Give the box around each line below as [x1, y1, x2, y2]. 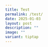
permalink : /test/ [5, 12, 43, 17]
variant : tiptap [5, 35, 39, 40]
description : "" [5, 25, 39, 30]
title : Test [5, 7, 30, 12]
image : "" [5, 30, 26, 35]
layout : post [5, 21, 32, 26]
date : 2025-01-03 [5, 16, 41, 21]
